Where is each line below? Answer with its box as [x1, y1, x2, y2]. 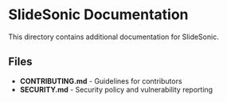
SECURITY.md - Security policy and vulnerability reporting [19, 84, 213, 94]
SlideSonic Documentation [8, 6, 189, 24]
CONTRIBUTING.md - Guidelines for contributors [19, 76, 182, 85]
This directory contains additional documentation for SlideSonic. [8, 32, 219, 41]
